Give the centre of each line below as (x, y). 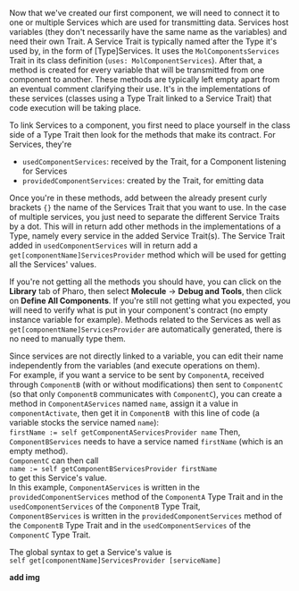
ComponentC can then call (54, 460)
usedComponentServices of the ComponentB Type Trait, (105, 506)
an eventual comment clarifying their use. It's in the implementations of (140, 89)
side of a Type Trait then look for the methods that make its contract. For (142, 135)
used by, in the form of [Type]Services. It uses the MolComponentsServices (144, 51)
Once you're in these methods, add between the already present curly (138, 198)
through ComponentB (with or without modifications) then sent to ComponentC (146, 384)
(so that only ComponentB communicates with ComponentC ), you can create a (146, 394)
